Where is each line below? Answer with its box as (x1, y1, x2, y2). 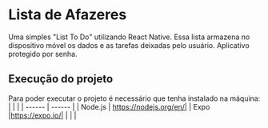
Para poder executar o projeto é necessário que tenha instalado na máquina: (8, 94, 261, 103)
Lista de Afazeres (8, 6, 127, 24)
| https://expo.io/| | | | (8, 110, 77, 120)
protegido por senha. (8, 49, 78, 58)
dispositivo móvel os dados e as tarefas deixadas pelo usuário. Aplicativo (8, 40, 250, 50)
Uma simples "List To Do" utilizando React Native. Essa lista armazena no (8, 32, 250, 42)
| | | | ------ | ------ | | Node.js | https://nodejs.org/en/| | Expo (8, 102, 210, 111)
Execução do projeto (8, 72, 114, 86)
